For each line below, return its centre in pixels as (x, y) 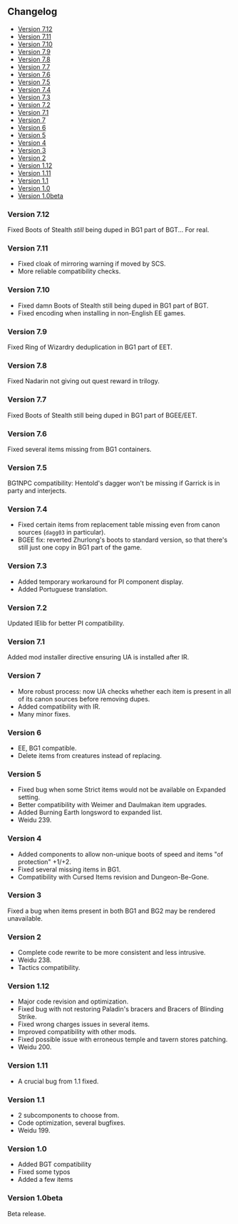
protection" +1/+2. (44, 861)
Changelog (32, 12)
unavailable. (25, 918)
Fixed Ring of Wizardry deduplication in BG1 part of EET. (90, 347)
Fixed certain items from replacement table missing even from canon (119, 525)
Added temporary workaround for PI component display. (100, 582)
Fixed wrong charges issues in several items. (84, 1024)
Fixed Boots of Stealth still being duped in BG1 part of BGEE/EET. (102, 415)
